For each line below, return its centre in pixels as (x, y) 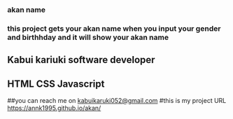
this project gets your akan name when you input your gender (114, 28)
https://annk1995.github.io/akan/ (54, 108)
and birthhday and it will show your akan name (88, 37)
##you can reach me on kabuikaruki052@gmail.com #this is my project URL (117, 101)
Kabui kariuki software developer (81, 60)
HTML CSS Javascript (56, 84)
